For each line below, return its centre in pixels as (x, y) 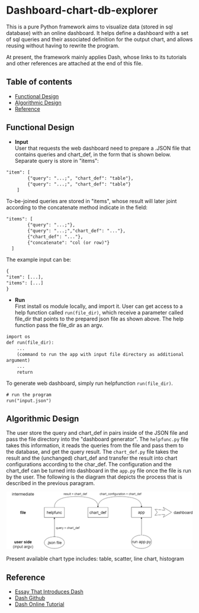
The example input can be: (39, 259)
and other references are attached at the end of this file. (75, 63)
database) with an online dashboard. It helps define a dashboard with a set (97, 33)
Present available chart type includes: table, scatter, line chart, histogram (95, 559)
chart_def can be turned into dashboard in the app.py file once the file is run (99, 471)
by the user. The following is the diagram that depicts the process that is (94, 477)
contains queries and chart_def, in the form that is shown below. (93, 154)
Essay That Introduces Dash (49, 592)
